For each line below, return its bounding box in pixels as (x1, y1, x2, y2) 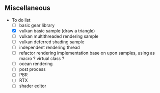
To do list (11, 17, 30, 23)
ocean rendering (19, 61, 53, 67)
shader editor (19, 83, 47, 89)
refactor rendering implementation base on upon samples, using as (19, 50, 155, 56)
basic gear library (19, 22, 55, 28)
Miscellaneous (4, 4, 51, 12)
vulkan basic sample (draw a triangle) (19, 28, 95, 33)
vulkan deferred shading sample (19, 39, 84, 45)
